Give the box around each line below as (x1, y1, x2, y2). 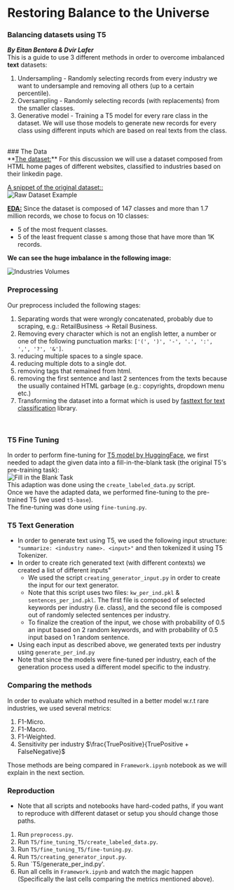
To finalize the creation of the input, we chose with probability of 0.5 (27, 618, 226, 627)
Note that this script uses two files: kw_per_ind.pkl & (27, 589, 180, 597)
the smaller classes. (17, 104, 76, 113)
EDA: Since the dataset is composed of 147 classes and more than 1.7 (7, 205, 209, 213)
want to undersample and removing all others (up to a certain (17, 82, 194, 90)
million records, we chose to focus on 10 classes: (7, 212, 149, 220)
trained (7, 495, 28, 504)
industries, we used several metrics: (7, 704, 112, 712)
